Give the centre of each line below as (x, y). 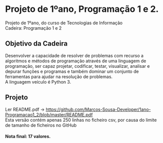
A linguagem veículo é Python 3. (38, 82)
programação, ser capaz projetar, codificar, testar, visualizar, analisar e (78, 66)
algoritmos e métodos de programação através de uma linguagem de (76, 61)
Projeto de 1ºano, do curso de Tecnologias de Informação (64, 23)
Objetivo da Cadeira (36, 44)
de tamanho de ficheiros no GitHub (41, 125)
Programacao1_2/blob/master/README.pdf (49, 114)
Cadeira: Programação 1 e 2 (33, 28)
